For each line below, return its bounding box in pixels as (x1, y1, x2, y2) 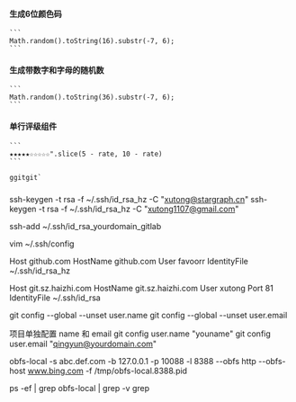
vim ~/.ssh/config (9, 238, 75, 249)
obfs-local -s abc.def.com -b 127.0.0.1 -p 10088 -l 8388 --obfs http (9, 355, 256, 366)
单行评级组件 (9, 121, 57, 131)
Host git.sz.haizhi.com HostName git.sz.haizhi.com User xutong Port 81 (9, 282, 274, 293)
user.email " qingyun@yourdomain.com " (9, 338, 157, 349)
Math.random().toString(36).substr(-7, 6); (9, 93, 175, 103)
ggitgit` (9, 173, 42, 182)
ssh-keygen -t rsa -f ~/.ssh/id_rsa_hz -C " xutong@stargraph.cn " (9, 193, 249, 204)
